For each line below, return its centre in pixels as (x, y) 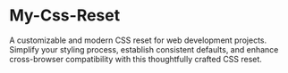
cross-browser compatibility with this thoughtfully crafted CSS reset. (136, 59)
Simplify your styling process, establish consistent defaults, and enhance (144, 49)
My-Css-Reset (65, 16)
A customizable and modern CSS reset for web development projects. (138, 40)
